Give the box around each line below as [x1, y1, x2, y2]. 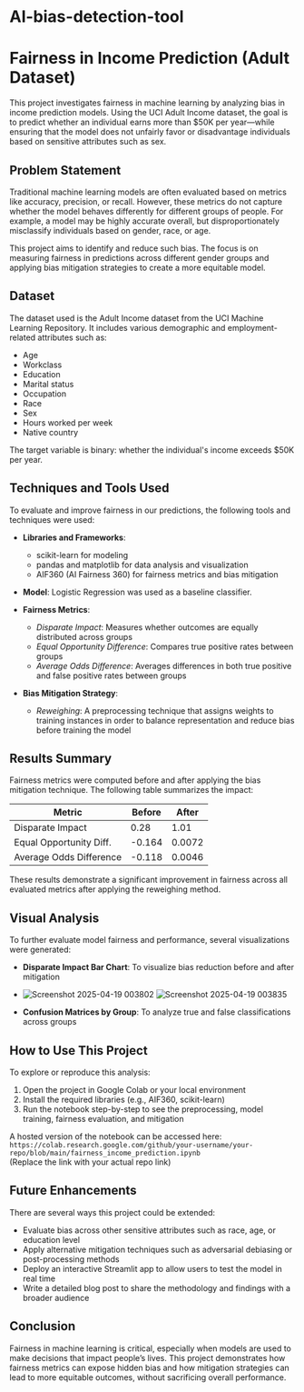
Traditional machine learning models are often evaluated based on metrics [9, 186, 288, 197]
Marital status [22, 378, 74, 389]
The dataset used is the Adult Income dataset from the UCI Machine [9, 312, 264, 324]
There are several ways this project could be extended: [9, 1207, 216, 1217]
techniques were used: [9, 514, 95, 525]
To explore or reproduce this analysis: [9, 1067, 152, 1077]
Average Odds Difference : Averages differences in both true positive [35, 660, 292, 671]
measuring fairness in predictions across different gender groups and [9, 252, 270, 263]
